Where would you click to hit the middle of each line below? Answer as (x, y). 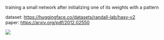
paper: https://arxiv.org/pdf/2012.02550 (48, 23)
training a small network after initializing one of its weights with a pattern (82, 7)
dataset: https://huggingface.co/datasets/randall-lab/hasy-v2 (70, 17)
